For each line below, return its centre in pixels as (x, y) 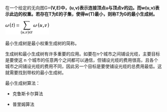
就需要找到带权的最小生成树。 (36, 72)
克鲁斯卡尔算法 (28, 94)
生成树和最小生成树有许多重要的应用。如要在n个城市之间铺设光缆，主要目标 (83, 54)
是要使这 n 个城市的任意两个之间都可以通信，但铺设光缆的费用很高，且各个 (82, 60)
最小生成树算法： (23, 83)
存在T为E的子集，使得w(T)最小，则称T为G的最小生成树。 (98, 14)
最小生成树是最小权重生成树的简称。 (42, 43)
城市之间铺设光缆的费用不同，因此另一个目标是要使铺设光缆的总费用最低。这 (83, 66)
